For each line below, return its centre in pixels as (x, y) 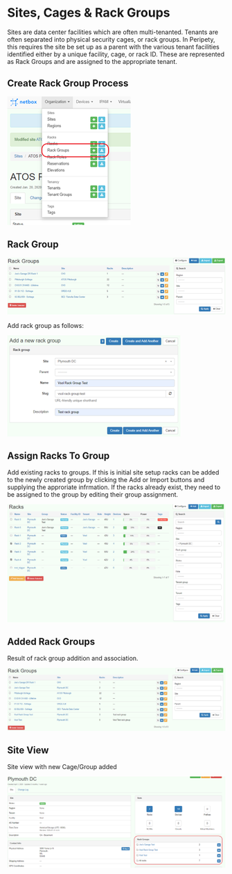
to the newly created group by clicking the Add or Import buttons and (106, 480)
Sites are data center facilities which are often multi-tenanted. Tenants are (113, 32)
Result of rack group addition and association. (73, 659)
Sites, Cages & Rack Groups (89, 13)
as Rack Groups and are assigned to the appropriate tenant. (92, 61)
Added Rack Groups (51, 642)
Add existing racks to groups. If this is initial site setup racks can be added (113, 472)
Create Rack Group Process (68, 84)
